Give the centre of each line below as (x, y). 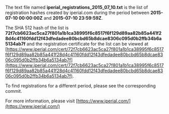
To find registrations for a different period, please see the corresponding (80, 86)
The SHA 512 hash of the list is (37, 28)
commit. (14, 91)
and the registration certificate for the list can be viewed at (88, 44)
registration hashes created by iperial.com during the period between (77, 13)
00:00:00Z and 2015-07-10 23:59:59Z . (61, 18)
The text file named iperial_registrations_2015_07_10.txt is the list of (77, 7)
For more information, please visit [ (42, 101)
